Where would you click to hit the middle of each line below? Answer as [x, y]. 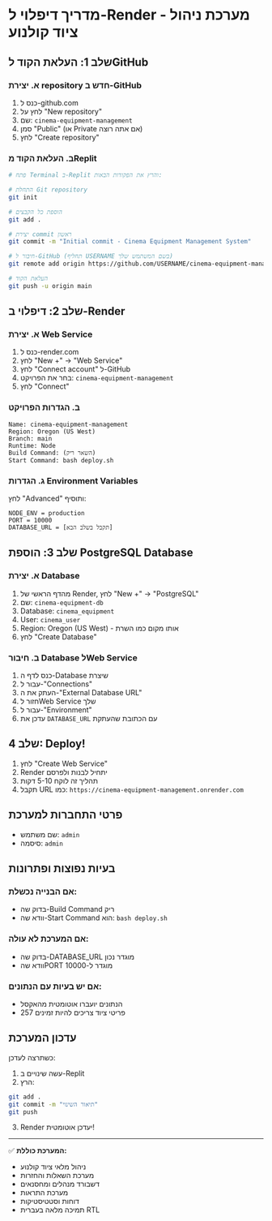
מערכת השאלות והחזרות [57, 1176]
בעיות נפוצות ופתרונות [62, 868]
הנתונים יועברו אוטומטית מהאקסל [71, 1004]
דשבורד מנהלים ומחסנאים [59, 1184]
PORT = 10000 [30, 521]
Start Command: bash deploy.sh [61, 460]
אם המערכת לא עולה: [49, 939]
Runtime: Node [32, 445]
